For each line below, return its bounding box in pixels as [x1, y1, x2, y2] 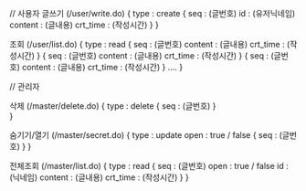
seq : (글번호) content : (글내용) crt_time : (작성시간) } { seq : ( [47, 50, 274, 61]
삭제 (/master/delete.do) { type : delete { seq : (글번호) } [9, 101, 216, 111]
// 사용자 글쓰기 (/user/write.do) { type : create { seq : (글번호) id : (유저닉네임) [9, 8, 296, 18]
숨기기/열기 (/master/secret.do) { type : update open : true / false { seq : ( [9, 130, 283, 140]
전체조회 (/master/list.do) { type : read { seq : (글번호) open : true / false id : [9, 161, 290, 171]
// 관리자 [9, 81, 40, 91]
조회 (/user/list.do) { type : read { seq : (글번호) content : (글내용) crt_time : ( [9, 39, 290, 49]
